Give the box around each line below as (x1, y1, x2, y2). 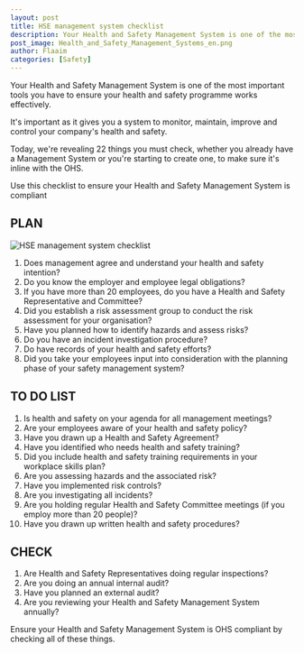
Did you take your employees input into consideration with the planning (23, 353, 288, 363)
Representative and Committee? (23, 295, 143, 307)
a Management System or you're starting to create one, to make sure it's (10, 153, 280, 163)
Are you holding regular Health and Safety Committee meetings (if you (23, 499, 285, 510)
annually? (23, 606, 60, 618)
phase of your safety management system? (23, 363, 185, 373)
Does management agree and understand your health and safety (23, 257, 264, 268)
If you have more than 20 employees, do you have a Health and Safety (23, 286, 285, 297)
